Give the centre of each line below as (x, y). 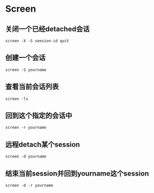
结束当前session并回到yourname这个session (77, 173)
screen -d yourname (26, 157)
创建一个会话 (25, 58)
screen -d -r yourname (29, 186)
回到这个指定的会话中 (39, 116)
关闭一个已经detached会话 (48, 29)
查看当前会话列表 (32, 87)
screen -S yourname (26, 70)
